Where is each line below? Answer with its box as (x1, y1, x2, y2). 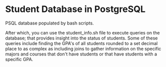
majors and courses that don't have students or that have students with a (5, 51, 157, 57)
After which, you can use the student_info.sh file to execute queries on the (5, 29, 160, 35)
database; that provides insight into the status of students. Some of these (5, 35, 158, 41)
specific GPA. (5, 56, 34, 62)
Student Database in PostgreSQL (5, 3, 146, 15)
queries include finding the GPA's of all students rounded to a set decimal (5, 40, 158, 46)
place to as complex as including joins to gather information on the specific (5, 45, 161, 51)
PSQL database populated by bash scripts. (5, 20, 94, 26)
